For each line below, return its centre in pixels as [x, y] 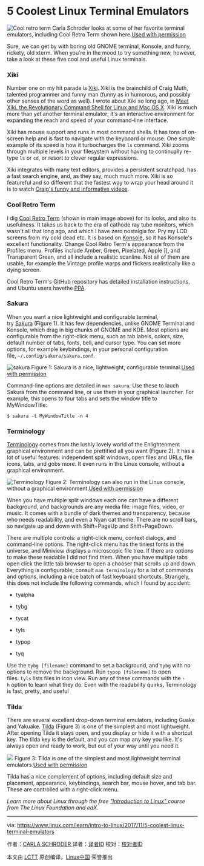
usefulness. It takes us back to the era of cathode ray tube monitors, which [100, 224]
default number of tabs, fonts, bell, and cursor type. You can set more [94, 343]
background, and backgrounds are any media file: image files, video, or [96, 507]
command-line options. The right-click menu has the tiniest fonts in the [95, 544]
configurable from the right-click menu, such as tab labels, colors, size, [96, 336]
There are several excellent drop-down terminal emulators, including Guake [101, 720]
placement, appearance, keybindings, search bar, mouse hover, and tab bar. [102, 783]
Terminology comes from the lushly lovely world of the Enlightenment [94, 445]
